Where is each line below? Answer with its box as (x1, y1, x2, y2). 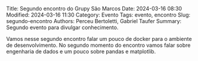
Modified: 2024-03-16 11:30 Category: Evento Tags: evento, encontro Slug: (6, 11, 191, 18)
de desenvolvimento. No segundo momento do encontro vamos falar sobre (6, 41, 191, 49)
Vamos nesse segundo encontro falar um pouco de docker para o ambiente (6, 36, 192, 42)
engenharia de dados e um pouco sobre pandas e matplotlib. (6, 48, 156, 55)
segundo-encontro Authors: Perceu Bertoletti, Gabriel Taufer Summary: (6, 18, 182, 24)
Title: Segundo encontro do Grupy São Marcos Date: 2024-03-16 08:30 (6, 5, 182, 12)
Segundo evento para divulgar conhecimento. (6, 24, 119, 31)
